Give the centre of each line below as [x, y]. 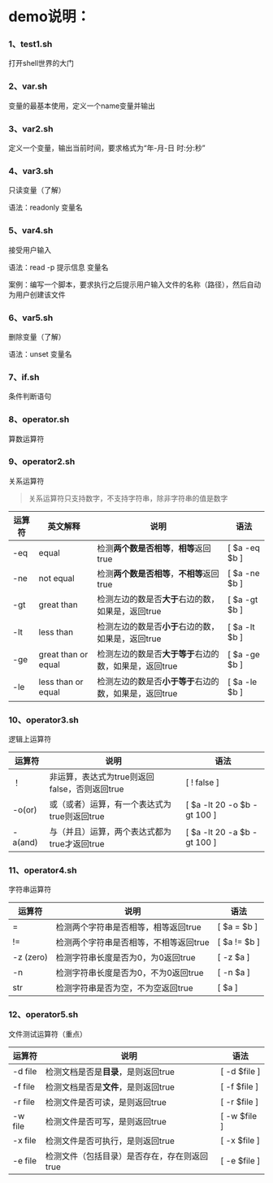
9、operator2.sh [42, 461]
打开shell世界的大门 [41, 63]
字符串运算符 [30, 890]
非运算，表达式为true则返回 [102, 777]
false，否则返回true [87, 789]
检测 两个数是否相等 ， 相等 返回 [154, 548]
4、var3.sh [31, 171]
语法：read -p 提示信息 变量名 [58, 267]
